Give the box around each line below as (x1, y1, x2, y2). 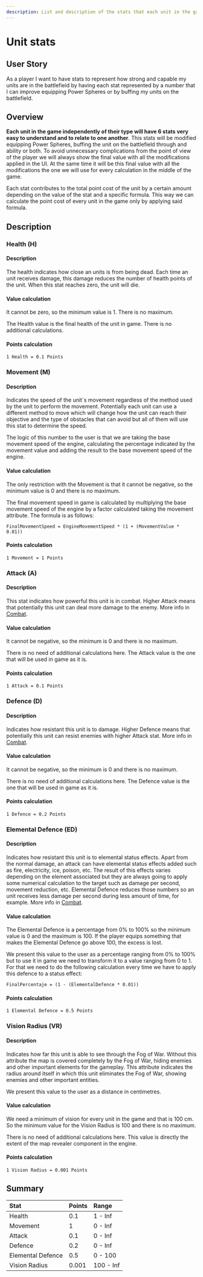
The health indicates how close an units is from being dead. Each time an (6, 268, 188, 276)
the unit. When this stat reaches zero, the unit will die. (6, 281, 140, 288)
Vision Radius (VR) (6, 1022, 62, 1030)
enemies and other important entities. (6, 1076, 100, 1083)
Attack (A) (6, 569, 37, 577)
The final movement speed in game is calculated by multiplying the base (6, 499, 187, 506)
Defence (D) (6, 697, 43, 706)
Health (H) (6, 240, 37, 248)
